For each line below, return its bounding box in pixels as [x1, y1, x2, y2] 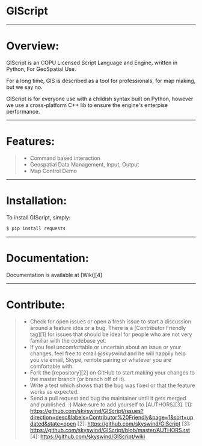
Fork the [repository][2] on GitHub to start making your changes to [29, 368, 195, 376]
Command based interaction [29, 154, 101, 162]
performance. [6, 108, 40, 115]
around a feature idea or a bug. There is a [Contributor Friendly [29, 324, 186, 331]
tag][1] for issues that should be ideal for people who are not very [29, 331, 192, 338]
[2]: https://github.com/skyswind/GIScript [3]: [77, 420, 191, 427]
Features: [6, 135, 55, 148]
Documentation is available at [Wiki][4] [6, 271, 103, 278]
